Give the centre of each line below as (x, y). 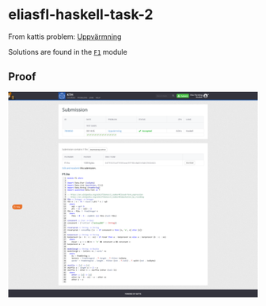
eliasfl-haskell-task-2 (81, 15)
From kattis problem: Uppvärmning (65, 36)
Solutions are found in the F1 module (68, 52)
